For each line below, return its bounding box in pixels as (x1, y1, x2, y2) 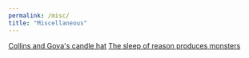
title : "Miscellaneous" (8, 19, 88, 27)
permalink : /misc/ (8, 11, 70, 20)
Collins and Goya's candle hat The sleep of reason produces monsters (8, 41, 241, 50)
